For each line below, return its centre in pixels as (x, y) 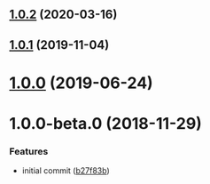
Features (29, 152)
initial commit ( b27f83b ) (66, 171)
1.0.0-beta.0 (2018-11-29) (105, 124)
